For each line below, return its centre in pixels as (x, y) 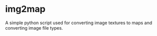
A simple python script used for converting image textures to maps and (79, 23)
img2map (25, 9)
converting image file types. (34, 28)
